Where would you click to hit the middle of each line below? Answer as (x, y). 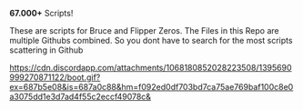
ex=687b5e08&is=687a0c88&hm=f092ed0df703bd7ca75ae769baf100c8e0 (151, 87)
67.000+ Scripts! (41, 13)
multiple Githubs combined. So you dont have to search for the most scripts (151, 40)
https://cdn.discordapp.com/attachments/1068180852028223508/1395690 (151, 68)
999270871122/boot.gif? (55, 77)
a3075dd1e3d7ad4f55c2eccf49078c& (81, 96)
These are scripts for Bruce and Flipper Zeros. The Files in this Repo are (144, 30)
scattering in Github (46, 50)
